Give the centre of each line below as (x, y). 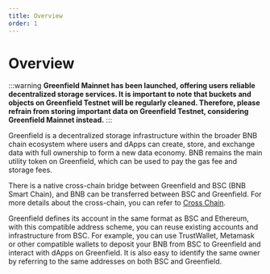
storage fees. (30, 170)
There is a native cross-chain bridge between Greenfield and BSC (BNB (127, 186)
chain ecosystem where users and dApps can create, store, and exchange (132, 144)
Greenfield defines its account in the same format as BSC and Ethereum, (129, 218)
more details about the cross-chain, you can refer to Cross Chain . (117, 203)
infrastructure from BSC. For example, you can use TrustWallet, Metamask (132, 236)
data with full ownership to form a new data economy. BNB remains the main (135, 153)
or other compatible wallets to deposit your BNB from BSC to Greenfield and (135, 244)
